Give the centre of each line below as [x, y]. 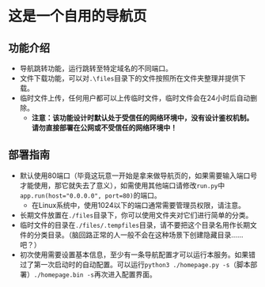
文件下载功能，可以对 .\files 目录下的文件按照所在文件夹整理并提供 [129, 78]
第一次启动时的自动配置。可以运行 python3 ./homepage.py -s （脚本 [142, 264]
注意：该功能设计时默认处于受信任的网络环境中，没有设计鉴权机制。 [142, 118]
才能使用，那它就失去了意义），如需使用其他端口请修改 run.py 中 [122, 185]
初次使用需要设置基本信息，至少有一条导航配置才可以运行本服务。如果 [134, 255]
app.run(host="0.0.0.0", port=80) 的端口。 [90, 195]
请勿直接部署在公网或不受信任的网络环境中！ [104, 128]
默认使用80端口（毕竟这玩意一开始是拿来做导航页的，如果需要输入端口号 [138, 176]
